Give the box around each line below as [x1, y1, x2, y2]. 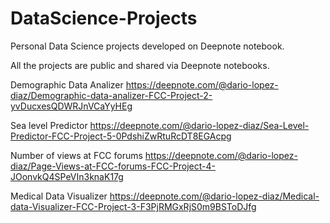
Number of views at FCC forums [10, 149, 143, 161]
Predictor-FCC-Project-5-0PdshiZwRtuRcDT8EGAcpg [10, 130, 232, 142]
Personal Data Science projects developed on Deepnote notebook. [10, 40, 285, 52]
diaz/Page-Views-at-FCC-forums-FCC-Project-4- [10, 160, 217, 172]
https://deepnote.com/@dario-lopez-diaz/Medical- [109, 190, 320, 202]
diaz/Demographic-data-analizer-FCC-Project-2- [10, 89, 213, 101]
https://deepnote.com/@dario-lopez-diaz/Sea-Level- [89, 119, 310, 131]
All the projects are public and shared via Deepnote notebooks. [10, 59, 270, 71]
